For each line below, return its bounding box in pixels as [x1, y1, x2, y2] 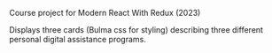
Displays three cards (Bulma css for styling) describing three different [9, 25, 264, 34]
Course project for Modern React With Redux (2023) [9, 8, 201, 18]
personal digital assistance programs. [9, 34, 146, 44]
